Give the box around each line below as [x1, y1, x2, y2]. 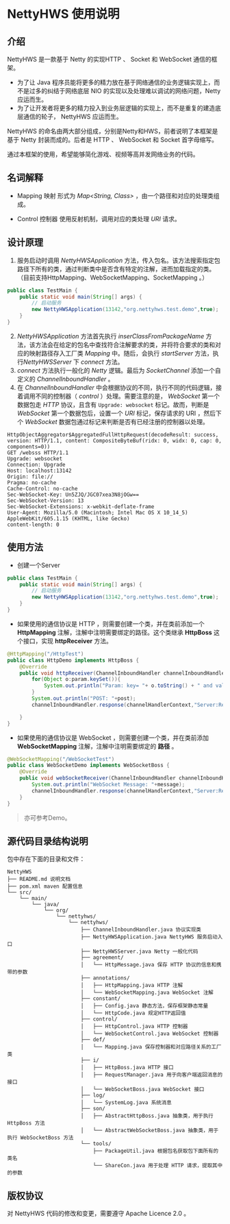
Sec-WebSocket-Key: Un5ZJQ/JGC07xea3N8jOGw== [7, 491, 139, 498]
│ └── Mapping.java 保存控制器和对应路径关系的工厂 [80, 1044, 222, 1051]
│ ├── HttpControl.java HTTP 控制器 [80, 1023, 188, 1030]
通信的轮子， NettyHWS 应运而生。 [23, 112, 123, 121]
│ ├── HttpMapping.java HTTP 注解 [80, 982, 183, 989]
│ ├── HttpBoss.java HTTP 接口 [80, 1064, 174, 1071]
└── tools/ [80, 1140, 112, 1147]
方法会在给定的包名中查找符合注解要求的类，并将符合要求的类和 [35, 340, 216, 349]
